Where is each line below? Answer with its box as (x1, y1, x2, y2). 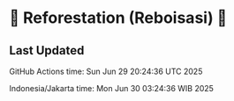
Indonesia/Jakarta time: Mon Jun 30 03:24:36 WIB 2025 (9, 83, 215, 93)
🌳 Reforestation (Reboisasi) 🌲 (9, 8, 228, 28)
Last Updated (9, 43, 85, 58)
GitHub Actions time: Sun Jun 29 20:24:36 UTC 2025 (9, 66, 203, 76)
